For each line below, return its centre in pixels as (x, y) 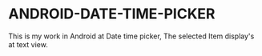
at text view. (28, 44)
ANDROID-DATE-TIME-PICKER (112, 14)
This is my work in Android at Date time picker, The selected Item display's (131, 36)
